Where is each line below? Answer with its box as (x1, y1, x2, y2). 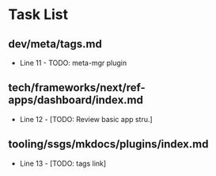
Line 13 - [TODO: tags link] (19, 159, 107, 168)
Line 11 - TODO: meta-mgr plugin (19, 58, 127, 67)
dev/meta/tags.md (8, 37, 103, 51)
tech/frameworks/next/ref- (8, 81, 146, 94)
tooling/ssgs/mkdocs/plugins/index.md (8, 137, 209, 151)
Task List (8, 6, 69, 24)
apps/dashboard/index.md (8, 94, 144, 107)
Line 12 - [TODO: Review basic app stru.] (19, 114, 153, 124)
